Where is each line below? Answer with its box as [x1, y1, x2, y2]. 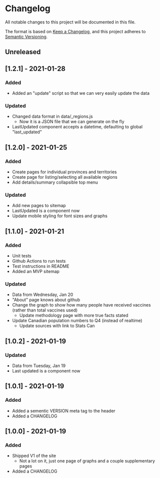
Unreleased [5, 48, 41, 56]
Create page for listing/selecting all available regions [12, 174, 118, 180]
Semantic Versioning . [5, 34, 48, 40]
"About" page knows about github [12, 297, 80, 303]
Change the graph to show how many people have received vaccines [12, 302, 151, 308]
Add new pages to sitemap [12, 203, 66, 208]
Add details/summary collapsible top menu [12, 179, 98, 185]
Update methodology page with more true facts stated [19, 312, 128, 318]
